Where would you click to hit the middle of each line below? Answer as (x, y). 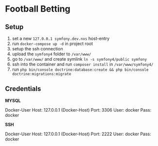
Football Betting (38, 9)
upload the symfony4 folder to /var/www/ (52, 54)
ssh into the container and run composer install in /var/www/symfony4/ (83, 64)
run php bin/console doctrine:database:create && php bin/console (80, 69)
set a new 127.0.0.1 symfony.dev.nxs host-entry (61, 38)
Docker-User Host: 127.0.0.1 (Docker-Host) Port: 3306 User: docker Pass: (78, 110)
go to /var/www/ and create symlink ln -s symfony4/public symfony (79, 59)
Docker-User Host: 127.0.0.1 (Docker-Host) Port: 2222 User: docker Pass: (78, 134)
